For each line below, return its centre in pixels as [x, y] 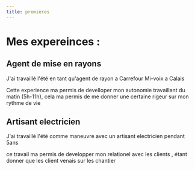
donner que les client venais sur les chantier [61, 161]
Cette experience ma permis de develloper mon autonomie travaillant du [96, 90]
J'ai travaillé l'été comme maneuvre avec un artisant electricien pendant [96, 136]
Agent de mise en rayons [54, 64]
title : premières [28, 12]
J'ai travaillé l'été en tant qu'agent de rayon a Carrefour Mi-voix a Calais [95, 78]
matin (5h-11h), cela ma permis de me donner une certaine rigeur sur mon [98, 96]
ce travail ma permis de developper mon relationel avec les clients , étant [97, 154]
